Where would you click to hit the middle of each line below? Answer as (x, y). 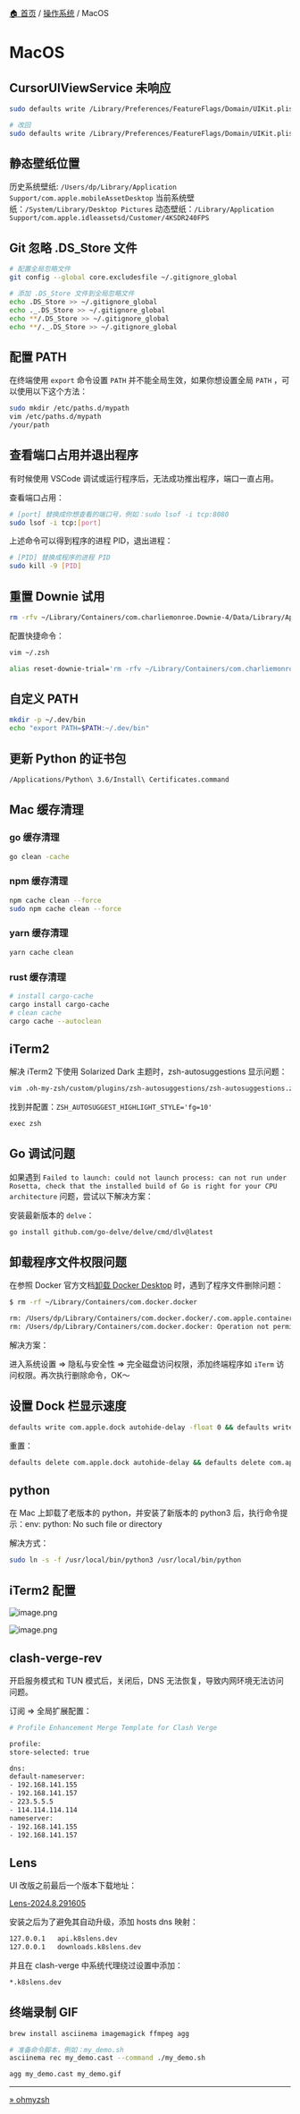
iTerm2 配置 (42, 1590)
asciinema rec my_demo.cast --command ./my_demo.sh (107, 2058)
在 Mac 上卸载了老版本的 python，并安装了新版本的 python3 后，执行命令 (145, 1513)
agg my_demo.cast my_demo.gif (66, 2075)
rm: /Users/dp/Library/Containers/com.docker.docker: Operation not (139, 1327)
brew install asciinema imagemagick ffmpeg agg (100, 2033)
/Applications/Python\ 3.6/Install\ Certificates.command (119, 780)
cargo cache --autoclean (55, 1021)
